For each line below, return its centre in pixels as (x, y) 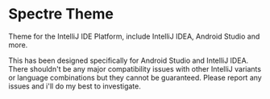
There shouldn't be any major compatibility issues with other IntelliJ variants (135, 68)
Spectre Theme (61, 14)
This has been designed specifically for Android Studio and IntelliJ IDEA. (129, 60)
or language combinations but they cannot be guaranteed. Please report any (135, 77)
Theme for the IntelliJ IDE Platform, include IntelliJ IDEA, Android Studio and (134, 36)
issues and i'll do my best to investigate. (75, 86)
